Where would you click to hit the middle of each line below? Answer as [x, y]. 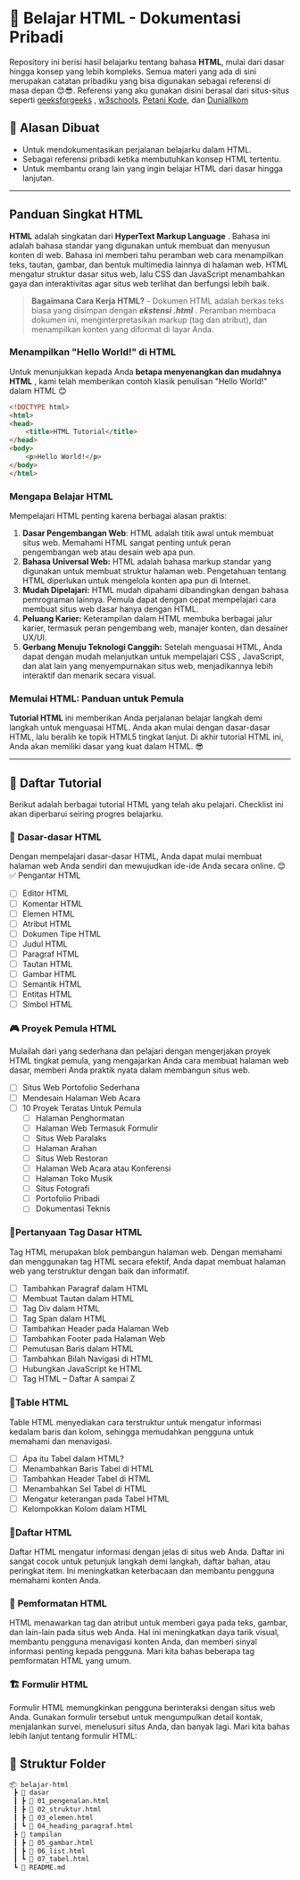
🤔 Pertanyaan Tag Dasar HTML [76, 1232]
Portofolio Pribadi [67, 1199]
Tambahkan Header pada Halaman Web [96, 1328]
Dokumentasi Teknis [73, 1208]
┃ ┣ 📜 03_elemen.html [53, 1818]
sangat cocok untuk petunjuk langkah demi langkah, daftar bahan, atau [140, 1561]
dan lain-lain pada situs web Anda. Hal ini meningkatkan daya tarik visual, [144, 1633]
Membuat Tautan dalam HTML [78, 1298]
